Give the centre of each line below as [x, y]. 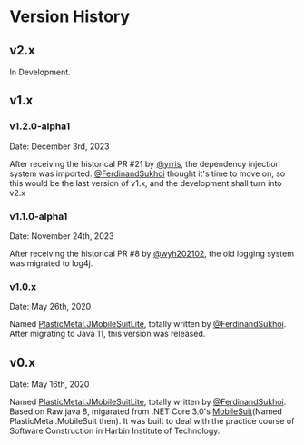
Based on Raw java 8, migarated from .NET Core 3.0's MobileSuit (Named [146, 411]
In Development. [40, 72]
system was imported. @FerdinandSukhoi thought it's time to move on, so [147, 173]
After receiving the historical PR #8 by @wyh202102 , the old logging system [152, 253]
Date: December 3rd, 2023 [59, 146]
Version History [69, 17]
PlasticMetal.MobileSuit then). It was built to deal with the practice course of [152, 421]
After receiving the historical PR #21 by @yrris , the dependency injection [145, 163]
